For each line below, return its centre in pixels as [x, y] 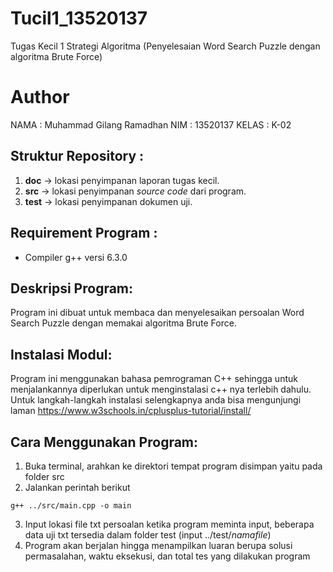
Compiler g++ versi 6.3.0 [76, 257]
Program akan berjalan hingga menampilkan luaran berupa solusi [158, 545]
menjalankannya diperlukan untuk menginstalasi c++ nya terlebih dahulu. [161, 389]
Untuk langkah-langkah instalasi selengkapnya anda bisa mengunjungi [156, 400]
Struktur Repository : [77, 156]
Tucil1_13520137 [79, 18]
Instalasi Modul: [61, 354]
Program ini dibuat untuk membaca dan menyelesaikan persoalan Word [157, 313]
